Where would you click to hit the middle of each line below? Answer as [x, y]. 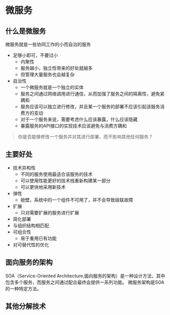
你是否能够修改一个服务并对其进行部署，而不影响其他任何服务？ [85, 137]
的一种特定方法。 [23, 288]
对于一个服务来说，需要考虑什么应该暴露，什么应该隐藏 [79, 119]
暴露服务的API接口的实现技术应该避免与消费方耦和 [73, 126]
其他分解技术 [26, 307]
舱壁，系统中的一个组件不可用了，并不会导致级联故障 [77, 200]
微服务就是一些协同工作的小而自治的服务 [48, 44]
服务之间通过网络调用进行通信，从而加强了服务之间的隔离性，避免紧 [92, 94]
